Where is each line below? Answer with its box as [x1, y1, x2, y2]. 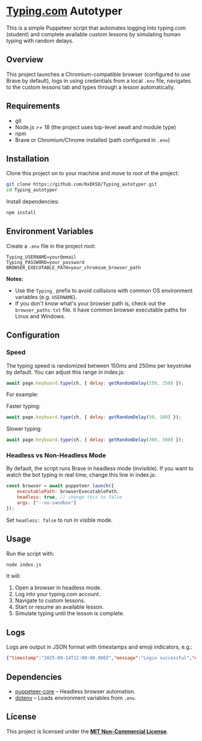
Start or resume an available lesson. [14, 603, 104, 611]
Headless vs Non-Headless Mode [6, 451, 106, 460]
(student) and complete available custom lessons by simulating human [6, 30, 181, 37]
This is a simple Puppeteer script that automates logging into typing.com [6, 24, 186, 31]
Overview [6, 54, 44, 65]
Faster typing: [6, 403, 41, 410]
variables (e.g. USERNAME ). [14, 293, 77, 300]
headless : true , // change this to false [17, 494, 122, 501]
